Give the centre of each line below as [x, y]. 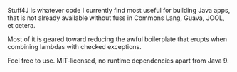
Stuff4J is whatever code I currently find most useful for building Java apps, [119, 10]
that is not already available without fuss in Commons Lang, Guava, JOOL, [116, 18]
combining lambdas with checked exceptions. [75, 47]
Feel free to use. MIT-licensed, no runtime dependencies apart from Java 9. [118, 61]
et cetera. [21, 25]
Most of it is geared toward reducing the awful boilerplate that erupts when [117, 39]
